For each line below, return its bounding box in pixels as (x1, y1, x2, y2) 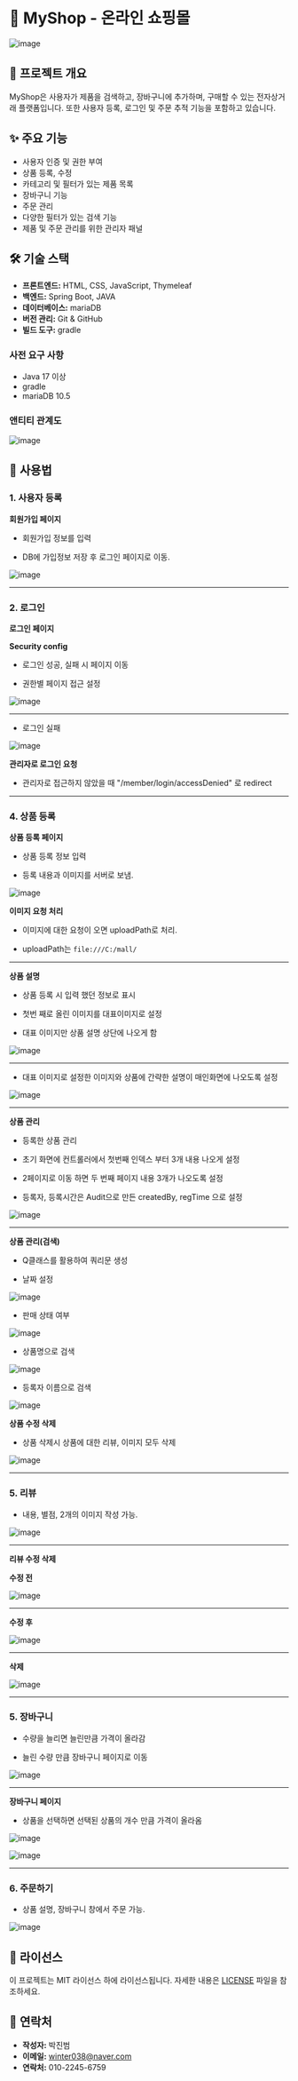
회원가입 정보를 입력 (21, 532, 91, 543)
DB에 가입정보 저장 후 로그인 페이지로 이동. (21, 552, 170, 562)
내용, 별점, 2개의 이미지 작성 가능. (21, 1509, 138, 1520)
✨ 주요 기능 (9, 131, 68, 147)
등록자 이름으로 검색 (21, 1382, 91, 1393)
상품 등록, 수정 (21, 167, 73, 178)
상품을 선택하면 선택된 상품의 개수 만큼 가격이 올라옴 (21, 1815, 202, 1825)
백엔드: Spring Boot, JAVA (21, 291, 116, 302)
